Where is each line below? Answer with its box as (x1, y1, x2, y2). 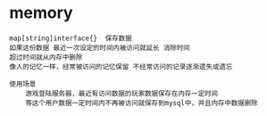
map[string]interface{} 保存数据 (9, 34, 132, 43)
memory (9, 3, 73, 23)
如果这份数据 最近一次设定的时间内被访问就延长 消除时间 (9, 43, 190, 52)
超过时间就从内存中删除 (9, 53, 83, 62)
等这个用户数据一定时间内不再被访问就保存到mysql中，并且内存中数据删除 (25, 98, 258, 107)
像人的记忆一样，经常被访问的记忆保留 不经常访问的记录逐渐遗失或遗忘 (9, 62, 233, 71)
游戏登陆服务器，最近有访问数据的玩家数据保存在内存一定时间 (25, 88, 219, 98)
